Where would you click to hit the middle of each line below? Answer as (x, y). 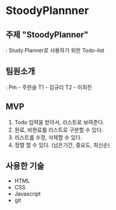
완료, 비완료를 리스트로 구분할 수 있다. (59, 130)
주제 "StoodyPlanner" (47, 34)
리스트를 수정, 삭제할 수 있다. (48, 137)
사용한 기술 (25, 166)
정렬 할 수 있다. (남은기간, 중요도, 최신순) (62, 145)
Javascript (27, 194)
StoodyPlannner (47, 11)
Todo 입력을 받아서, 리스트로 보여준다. (60, 122)
